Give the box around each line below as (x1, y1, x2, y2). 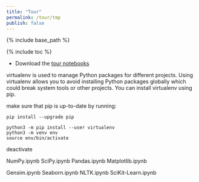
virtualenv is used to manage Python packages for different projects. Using (6, 72, 194, 79)
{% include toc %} (6, 48, 53, 55)
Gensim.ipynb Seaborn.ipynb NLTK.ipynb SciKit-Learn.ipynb (6, 169, 157, 177)
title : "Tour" (6, 8, 42, 15)
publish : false (6, 20, 45, 26)
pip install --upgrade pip (6, 114, 74, 121)
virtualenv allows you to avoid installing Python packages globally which (6, 78, 186, 85)
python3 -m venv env (6, 130, 59, 136)
